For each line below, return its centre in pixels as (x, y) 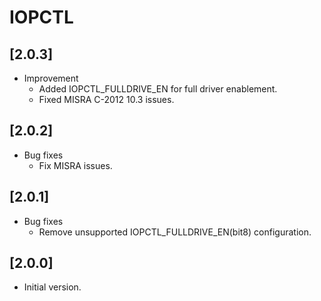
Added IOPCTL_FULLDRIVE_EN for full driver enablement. (158, 89)
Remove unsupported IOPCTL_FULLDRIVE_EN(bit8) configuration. (175, 232)
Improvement (51, 78)
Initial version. (52, 287)
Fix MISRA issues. (75, 165)
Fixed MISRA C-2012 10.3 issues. (106, 99)
